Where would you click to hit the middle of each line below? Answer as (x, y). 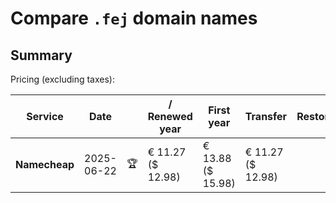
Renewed (170, 116)
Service (45, 116)
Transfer (266, 116)
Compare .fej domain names (134, 18)
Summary (41, 55)
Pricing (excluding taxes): (63, 79)
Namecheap (45, 164)
